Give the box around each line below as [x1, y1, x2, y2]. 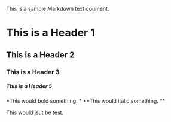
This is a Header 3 [6, 68, 60, 76]
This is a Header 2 [6, 50, 75, 60]
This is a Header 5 [6, 83, 53, 90]
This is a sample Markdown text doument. [6, 5, 109, 12]
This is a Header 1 [6, 26, 96, 39]
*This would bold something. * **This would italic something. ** [6, 97, 166, 105]
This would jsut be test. [6, 109, 64, 116]
